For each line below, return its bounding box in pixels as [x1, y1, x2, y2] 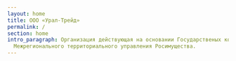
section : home [7, 29, 49, 37]
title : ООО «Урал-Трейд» [7, 17, 80, 24]
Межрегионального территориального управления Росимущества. [13, 43, 197, 50]
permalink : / [7, 23, 46, 30]
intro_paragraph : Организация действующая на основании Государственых [7, 36, 221, 43]
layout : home [7, 10, 46, 18]
